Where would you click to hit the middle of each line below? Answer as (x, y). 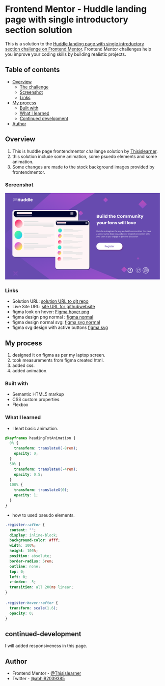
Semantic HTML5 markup (38, 394)
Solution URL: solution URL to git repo (50, 301)
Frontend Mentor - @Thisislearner (47, 673)
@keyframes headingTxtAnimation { (41, 438)
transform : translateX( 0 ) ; (41, 490)
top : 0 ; (17, 571)
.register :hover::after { (31, 603)
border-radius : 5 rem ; (32, 561)
